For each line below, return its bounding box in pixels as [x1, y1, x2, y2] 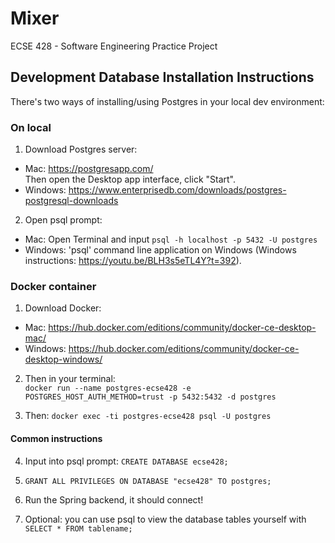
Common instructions [10, 432, 103, 444]
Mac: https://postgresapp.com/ [24, 163, 154, 175]
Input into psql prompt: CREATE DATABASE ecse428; [24, 455, 229, 467]
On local [10, 120, 52, 134]
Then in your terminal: [24, 373, 116, 385]
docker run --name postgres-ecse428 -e [24, 383, 192, 394]
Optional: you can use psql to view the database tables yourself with [24, 513, 307, 525]
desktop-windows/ [24, 353, 103, 366]
